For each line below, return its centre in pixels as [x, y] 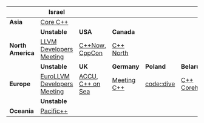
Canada [124, 32]
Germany [126, 67]
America [22, 53]
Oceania [22, 111]
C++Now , [92, 46]
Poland [155, 67]
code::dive [160, 84]
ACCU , [88, 76]
